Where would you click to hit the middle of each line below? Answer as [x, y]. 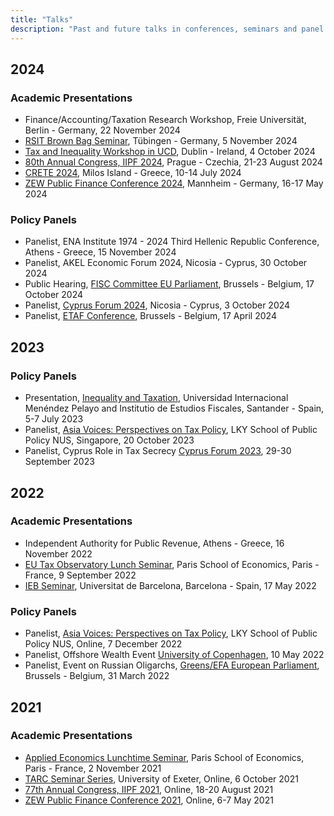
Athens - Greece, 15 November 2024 [100, 252]
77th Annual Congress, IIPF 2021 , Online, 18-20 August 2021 [149, 789]
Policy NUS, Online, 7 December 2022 [103, 644]
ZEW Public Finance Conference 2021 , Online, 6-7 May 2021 [149, 800]
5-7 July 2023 [54, 419]
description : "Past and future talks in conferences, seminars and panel [167, 29]
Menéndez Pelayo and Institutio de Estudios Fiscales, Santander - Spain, [174, 408]
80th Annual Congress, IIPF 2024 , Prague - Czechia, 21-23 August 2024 [173, 162]
